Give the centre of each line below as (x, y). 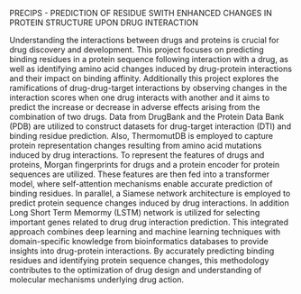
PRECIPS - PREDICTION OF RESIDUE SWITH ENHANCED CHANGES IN (141, 13)
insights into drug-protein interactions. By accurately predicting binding (142, 251)
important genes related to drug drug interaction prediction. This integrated (149, 222)
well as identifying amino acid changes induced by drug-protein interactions (151, 69)
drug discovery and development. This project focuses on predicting (137, 50)
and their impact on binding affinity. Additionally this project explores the (144, 78)
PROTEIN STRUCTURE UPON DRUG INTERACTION (104, 23)
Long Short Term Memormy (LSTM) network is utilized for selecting (135, 212)
